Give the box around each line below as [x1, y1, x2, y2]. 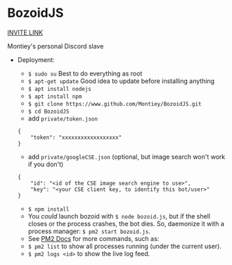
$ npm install [27, 206, 70, 213]
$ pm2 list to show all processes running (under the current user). [27, 242, 221, 250]
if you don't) [27, 160, 64, 168]
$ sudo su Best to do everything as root [27, 69, 143, 78]
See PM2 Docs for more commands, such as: [27, 234, 160, 242]
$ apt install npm [27, 93, 82, 100]
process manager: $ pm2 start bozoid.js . [27, 227, 151, 235]
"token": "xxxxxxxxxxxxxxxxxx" [30, 134, 122, 141]
